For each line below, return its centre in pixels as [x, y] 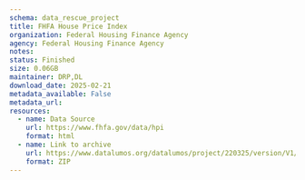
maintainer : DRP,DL [46, 77]
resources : [30, 111]
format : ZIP [48, 161]
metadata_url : [36, 102]
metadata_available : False [60, 94]
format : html [50, 136]
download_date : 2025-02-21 [60, 85]
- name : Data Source [56, 119]
